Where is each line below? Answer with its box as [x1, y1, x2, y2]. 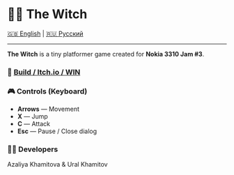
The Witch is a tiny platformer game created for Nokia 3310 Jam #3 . [7, 50, 205, 58]
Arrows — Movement [17, 105, 80, 114]
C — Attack [17, 120, 51, 128]
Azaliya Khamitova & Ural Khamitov [7, 160, 108, 169]
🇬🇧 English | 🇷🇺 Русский [7, 29, 84, 38]
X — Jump [17, 112, 49, 121]
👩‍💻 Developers [7, 144, 58, 154]
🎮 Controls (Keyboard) [7, 86, 88, 96]
